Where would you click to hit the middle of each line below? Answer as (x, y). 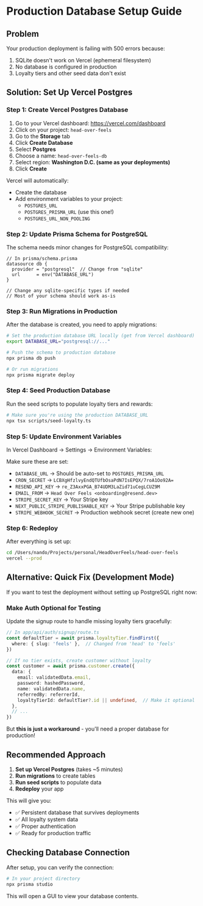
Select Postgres (35, 149)
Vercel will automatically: (37, 180)
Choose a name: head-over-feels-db (61, 155)
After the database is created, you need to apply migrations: (82, 324)
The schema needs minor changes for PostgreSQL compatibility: (87, 247)
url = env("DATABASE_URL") (53, 274)
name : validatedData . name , (52, 689)
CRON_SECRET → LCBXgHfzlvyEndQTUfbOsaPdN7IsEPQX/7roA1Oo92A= (94, 480)
